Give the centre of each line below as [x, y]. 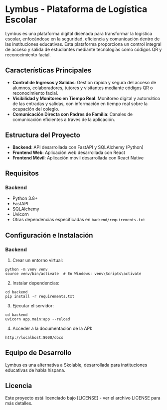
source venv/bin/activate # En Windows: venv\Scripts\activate [73, 273]
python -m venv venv [27, 269]
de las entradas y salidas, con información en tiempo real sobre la [80, 104]
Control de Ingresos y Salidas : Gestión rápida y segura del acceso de [84, 82]
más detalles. [19, 403]
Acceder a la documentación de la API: [52, 328]
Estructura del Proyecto [43, 135]
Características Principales [48, 70]
